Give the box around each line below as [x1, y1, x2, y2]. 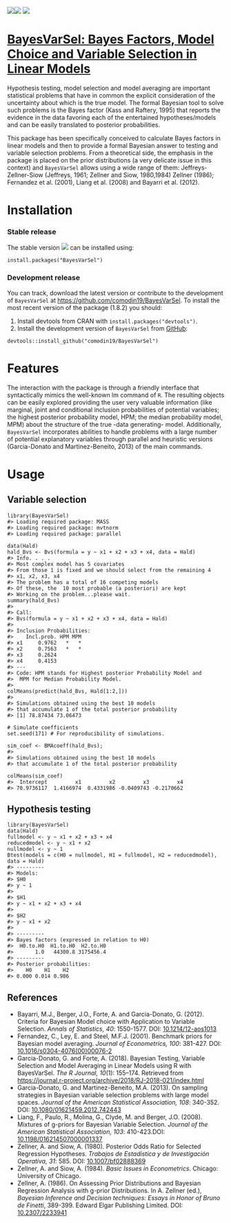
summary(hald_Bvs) [7, 597, 60, 604]
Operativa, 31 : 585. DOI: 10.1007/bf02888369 [17, 1157, 146, 1166]
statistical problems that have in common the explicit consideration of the [7, 91, 216, 100]
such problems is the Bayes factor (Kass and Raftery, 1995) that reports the [7, 106, 221, 114]
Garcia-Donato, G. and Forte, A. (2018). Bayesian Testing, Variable [17, 1054, 205, 1063]
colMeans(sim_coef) [7, 772, 63, 780]
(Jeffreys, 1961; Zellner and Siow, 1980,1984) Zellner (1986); [44, 170, 214, 179]
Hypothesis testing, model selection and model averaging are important [7, 84, 210, 92]
